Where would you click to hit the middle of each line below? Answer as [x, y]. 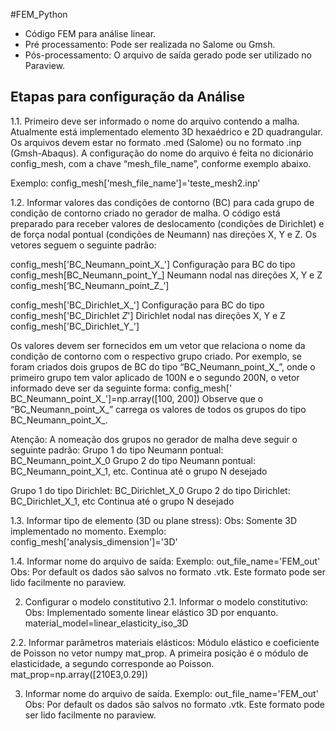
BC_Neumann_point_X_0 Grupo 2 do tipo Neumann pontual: [133, 460]
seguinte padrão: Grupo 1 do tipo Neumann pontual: [117, 450]
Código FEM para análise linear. [90, 33]
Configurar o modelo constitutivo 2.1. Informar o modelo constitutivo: [166, 601]
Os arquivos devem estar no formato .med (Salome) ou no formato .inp [156, 142]
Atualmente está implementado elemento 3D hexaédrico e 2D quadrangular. [166, 131]
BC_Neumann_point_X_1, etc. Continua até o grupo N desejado [139, 471]
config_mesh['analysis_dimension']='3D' [94, 541]
